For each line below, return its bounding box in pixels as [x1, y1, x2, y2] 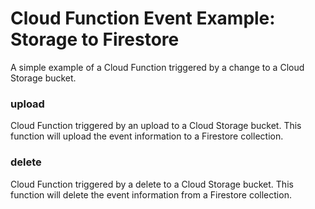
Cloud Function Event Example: [10, 7, 276, 30]
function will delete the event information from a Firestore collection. [10, 188, 292, 201]
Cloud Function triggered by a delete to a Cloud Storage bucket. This [10, 178, 294, 190]
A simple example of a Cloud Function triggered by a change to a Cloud [10, 61, 305, 73]
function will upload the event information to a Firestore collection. [10, 130, 284, 142]
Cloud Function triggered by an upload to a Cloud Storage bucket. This [10, 120, 302, 132]
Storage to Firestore [10, 28, 180, 51]
